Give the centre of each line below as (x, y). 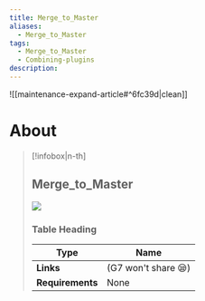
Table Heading (64, 229)
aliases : (26, 26)
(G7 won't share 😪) (149, 267)
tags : (19, 43)
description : (34, 69)
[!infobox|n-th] (59, 156)
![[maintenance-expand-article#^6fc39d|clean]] (98, 94)
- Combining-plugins (56, 60)
